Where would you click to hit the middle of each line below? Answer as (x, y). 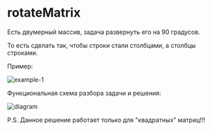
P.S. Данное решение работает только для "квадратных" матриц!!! (106, 120)
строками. (23, 53)
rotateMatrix (44, 13)
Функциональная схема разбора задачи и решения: (84, 93)
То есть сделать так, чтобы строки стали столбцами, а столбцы (101, 45)
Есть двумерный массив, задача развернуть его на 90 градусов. (104, 32)
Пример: (20, 66)
